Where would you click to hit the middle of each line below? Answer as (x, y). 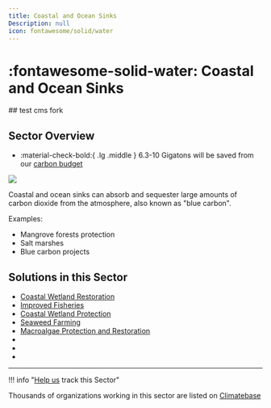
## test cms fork (36, 111)
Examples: (25, 219)
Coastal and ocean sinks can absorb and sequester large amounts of (123, 195)
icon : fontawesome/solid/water (61, 31)
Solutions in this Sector (68, 277)
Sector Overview (52, 135)
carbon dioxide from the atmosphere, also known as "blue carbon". (120, 204)
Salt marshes (42, 243)
